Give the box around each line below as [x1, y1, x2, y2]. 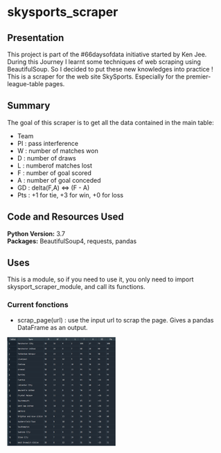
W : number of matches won [17, 147, 98, 155]
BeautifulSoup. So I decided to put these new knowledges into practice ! [7, 65, 213, 73]
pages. [44, 80, 65, 88]
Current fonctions [7, 300, 69, 310]
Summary [7, 100, 51, 112]
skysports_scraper [7, 4, 118, 20]
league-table [7, 80, 44, 88]
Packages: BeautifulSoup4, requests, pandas [7, 237, 137, 245]
